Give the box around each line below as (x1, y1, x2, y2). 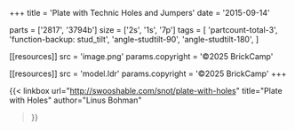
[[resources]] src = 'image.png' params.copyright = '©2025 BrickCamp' (9, 51, 274, 61)
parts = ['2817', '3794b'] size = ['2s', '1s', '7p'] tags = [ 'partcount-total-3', (9, 25, 278, 35)
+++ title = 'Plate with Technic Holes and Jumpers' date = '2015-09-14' (9, 8, 270, 18)
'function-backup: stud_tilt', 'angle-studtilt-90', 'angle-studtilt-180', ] (9, 35, 259, 44)
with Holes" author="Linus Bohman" (9, 95, 142, 105)
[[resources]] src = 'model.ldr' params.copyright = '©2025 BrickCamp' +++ (9, 68, 287, 79)
